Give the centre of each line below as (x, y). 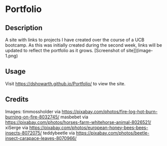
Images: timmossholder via (33, 111)
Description (24, 28)
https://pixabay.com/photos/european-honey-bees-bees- (89, 127)
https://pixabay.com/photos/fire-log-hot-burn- (110, 111)
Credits (17, 100)
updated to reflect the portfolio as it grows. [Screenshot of (65, 50)
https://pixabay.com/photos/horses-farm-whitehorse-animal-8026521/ (78, 122)
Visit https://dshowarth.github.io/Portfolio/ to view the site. (65, 83)
